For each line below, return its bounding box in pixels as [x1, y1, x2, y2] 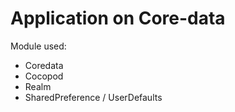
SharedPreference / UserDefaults [24, 91, 163, 103]
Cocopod [24, 70, 64, 82]
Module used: [10, 40, 67, 52]
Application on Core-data [10, 7, 226, 30]
